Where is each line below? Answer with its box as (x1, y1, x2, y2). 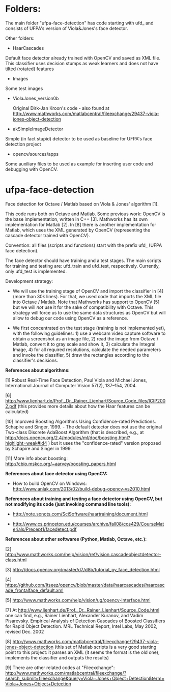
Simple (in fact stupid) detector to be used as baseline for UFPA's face (5, 135, 153, 141)
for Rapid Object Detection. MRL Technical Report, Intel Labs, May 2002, (5, 623, 158, 629)
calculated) (5, 408, 29, 415)
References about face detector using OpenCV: (5, 470, 108, 476)
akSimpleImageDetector (12, 126, 64, 132)
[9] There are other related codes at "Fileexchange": (5, 665, 115, 671)
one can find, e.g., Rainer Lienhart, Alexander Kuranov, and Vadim (5, 612, 144, 618)
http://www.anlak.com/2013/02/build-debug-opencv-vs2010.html (12, 485, 150, 492)
